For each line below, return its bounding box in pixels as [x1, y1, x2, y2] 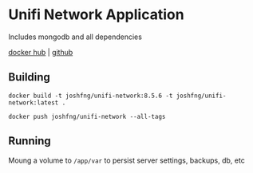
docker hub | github [8, 47, 73, 57]
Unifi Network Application [8, 6, 185, 24]
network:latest [8, 98, 59, 107]
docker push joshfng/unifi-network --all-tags [8, 112, 166, 120]
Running [8, 134, 52, 148]
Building [8, 70, 50, 85]
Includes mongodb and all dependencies [8, 32, 142, 41]
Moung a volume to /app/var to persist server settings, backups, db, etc [8, 155, 245, 165]
